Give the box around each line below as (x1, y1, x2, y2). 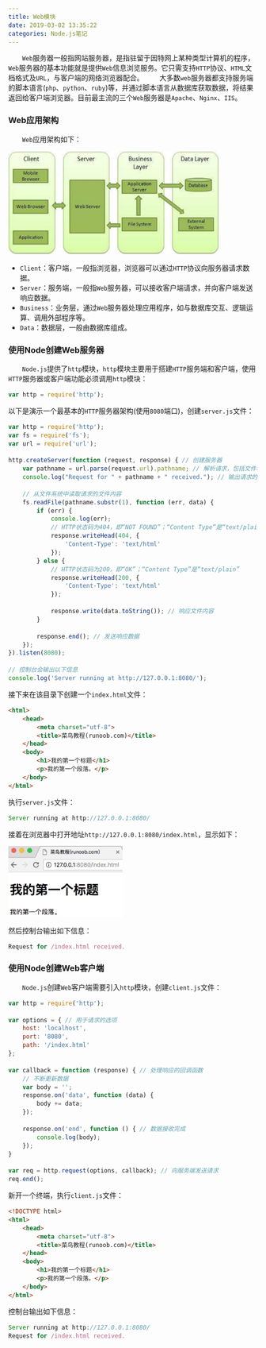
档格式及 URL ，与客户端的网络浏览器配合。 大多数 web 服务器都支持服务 (8, 73, 247, 83)
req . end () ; (8, 1176, 44, 1184)
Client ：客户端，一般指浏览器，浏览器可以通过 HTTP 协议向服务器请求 (19, 263, 243, 272)
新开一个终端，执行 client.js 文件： (8, 1191, 124, 1200)
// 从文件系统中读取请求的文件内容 (22, 489, 122, 498)
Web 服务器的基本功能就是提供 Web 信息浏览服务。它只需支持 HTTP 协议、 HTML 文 (8, 64, 253, 73)
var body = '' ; (22, 1083, 73, 1091)
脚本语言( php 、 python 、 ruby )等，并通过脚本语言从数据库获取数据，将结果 (14, 83, 254, 93)
